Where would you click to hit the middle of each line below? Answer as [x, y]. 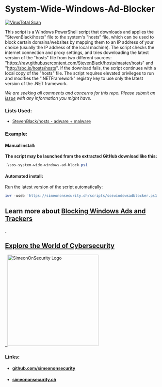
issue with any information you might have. [48, 98]
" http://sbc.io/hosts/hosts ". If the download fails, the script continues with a [81, 68]
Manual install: [20, 145]
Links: [12, 357]
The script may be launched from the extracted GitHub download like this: [81, 156]
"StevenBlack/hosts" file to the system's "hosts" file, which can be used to [80, 37]
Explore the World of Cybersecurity [60, 246]
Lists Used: [19, 110]
